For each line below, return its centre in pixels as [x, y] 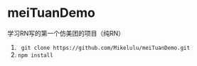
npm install [35, 55]
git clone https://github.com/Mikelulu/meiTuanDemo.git [106, 48]
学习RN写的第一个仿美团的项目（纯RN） [66, 33]
